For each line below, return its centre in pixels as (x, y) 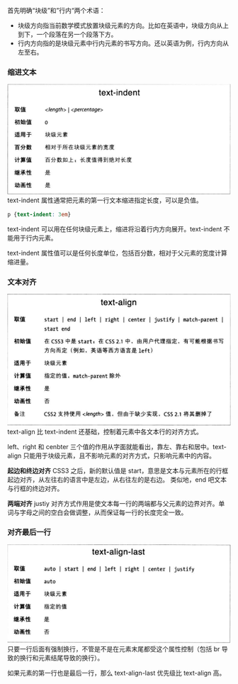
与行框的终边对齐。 (35, 488)
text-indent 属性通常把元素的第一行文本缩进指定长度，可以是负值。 (105, 200)
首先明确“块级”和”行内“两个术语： (56, 10)
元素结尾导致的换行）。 (71, 658)
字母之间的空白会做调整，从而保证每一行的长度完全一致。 (103, 512)
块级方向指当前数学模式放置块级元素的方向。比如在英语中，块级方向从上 (123, 26)
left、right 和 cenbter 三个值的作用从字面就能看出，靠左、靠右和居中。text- (117, 446)
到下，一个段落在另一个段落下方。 (67, 34)
